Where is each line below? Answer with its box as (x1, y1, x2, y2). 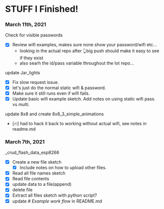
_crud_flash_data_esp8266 (5, 149, 60, 156)
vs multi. (12, 101, 30, 107)
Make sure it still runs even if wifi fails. (12, 90, 90, 96)
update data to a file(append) (12, 181, 72, 187)
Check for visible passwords (5, 32, 63, 38)
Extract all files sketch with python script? (12, 192, 97, 198)
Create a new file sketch (12, 159, 62, 165)
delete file (12, 187, 33, 193)
